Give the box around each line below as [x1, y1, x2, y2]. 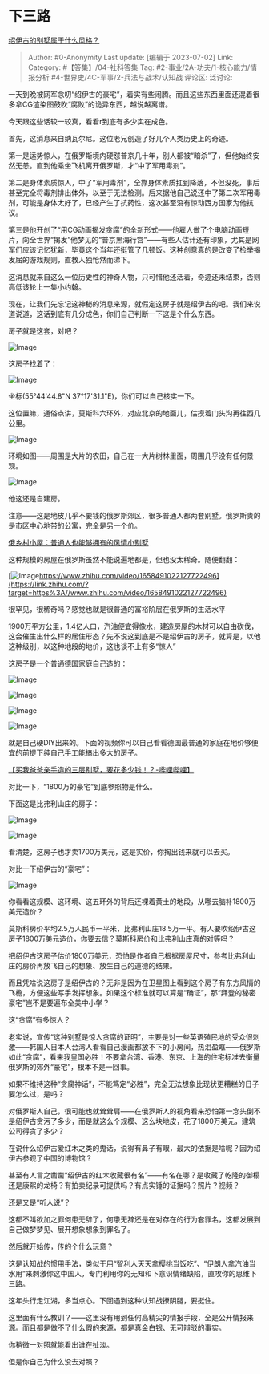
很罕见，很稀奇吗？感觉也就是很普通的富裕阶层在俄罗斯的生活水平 [8, 604, 226, 614]
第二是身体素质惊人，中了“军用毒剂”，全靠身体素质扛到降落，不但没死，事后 [8, 177, 260, 187]
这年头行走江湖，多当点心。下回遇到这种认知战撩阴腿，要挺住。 [8, 1295, 219, 1305]
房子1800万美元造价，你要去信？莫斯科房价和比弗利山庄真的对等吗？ [8, 934, 235, 943]
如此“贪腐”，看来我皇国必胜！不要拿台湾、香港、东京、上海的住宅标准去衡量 [8, 1052, 260, 1061]
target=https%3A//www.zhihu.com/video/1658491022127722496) [8, 587, 227, 598]
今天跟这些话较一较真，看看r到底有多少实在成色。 [8, 116, 173, 126]
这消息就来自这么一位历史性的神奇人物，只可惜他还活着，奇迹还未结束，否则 [8, 272, 261, 282]
